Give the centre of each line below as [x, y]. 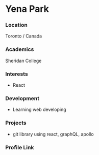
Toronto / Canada [24, 36]
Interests [17, 74]
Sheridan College [23, 61]
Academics [20, 49]
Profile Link [20, 147]
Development [22, 98]
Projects [16, 123]
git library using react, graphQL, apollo [53, 134]
